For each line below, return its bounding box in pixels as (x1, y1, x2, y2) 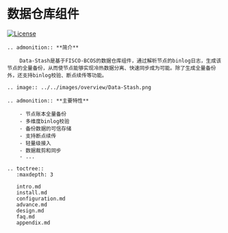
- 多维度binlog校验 (19, 118, 70, 124)
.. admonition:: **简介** (7, 44, 79, 51)
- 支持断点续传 (19, 132, 57, 140)
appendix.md (16, 219, 51, 226)
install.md (16, 189, 48, 196)
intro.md (16, 183, 41, 190)
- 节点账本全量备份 (19, 111, 67, 118)
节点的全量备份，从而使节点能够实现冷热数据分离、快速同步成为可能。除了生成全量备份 (7, 65, 216, 71)
